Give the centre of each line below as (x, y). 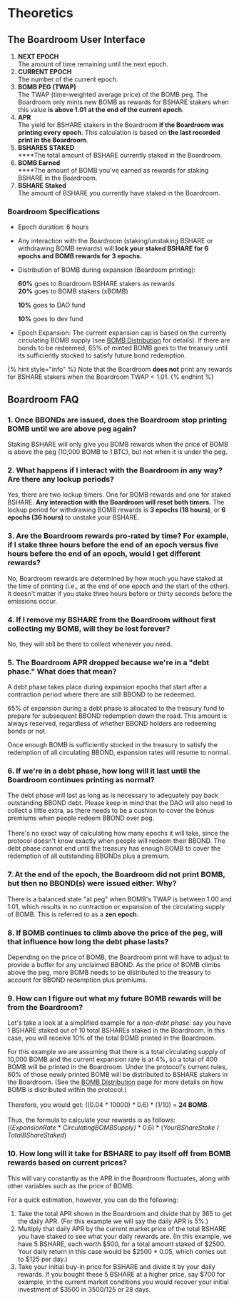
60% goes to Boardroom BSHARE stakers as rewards (96, 284)
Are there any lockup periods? (61, 479)
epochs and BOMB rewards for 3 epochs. (80, 256)
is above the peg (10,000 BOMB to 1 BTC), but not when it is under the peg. (117, 452)
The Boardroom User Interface (77, 40)
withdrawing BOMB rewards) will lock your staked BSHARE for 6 (113, 248)
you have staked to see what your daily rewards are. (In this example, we (124, 1236)
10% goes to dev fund (50, 319)
